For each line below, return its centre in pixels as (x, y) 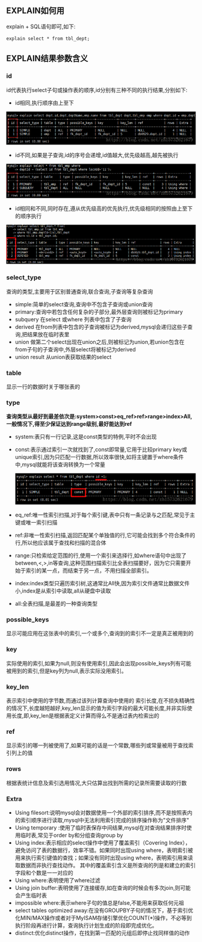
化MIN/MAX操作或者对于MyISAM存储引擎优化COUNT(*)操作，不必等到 (103, 918)
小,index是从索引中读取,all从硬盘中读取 (63, 591)
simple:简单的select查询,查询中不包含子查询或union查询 (84, 304)
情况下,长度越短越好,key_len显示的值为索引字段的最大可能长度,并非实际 (99, 708)
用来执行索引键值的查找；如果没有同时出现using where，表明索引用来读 (104, 857)
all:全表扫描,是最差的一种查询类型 (56, 604)
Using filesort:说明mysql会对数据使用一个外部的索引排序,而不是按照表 (101, 812)
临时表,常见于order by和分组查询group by (72, 835)
